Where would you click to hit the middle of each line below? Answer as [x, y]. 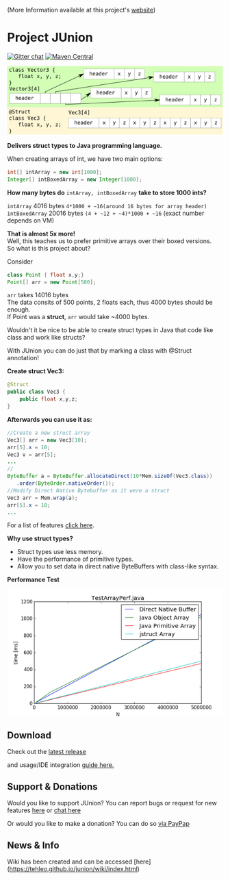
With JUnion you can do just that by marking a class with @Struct [99, 351]
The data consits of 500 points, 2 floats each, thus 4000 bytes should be [110, 302]
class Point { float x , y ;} [46, 275]
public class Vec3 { [37, 392]
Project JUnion [50, 38]
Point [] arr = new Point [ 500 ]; [52, 282]
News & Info [33, 845]
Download [29, 736]
